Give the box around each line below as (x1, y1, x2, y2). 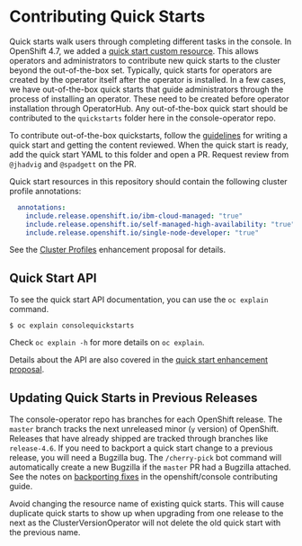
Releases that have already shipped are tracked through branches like (9, 434, 269, 444)
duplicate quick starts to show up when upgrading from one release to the (9, 508, 284, 519)
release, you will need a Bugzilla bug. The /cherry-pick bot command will (9, 452, 282, 463)
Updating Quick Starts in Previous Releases (9, 389, 258, 406)
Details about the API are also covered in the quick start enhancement (9, 354, 268, 365)
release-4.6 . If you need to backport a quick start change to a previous (9, 443, 273, 453)
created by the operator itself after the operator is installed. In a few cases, (9, 74, 286, 85)
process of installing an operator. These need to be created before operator (9, 93, 289, 104)
